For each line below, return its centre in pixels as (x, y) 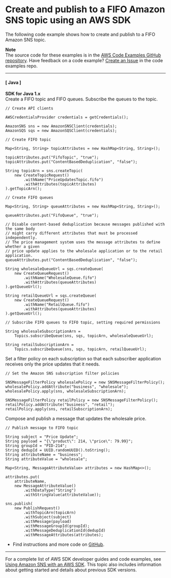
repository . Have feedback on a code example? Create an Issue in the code (84, 60)
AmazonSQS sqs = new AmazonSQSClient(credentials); (61, 131)
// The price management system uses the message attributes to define (83, 242)
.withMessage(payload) (48, 522)
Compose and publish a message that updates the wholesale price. (76, 418)
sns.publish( (19, 504)
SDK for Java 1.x (23, 94)
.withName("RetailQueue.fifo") (57, 305)
